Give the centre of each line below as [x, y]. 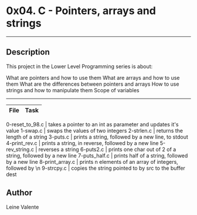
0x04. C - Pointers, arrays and [81, 11]
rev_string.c [20, 149]
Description [28, 52]
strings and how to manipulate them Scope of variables [73, 90]
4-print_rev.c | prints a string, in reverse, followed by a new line [82, 143]
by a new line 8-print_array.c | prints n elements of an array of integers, [92, 162]
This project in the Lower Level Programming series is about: [79, 66]
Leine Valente [23, 207]
